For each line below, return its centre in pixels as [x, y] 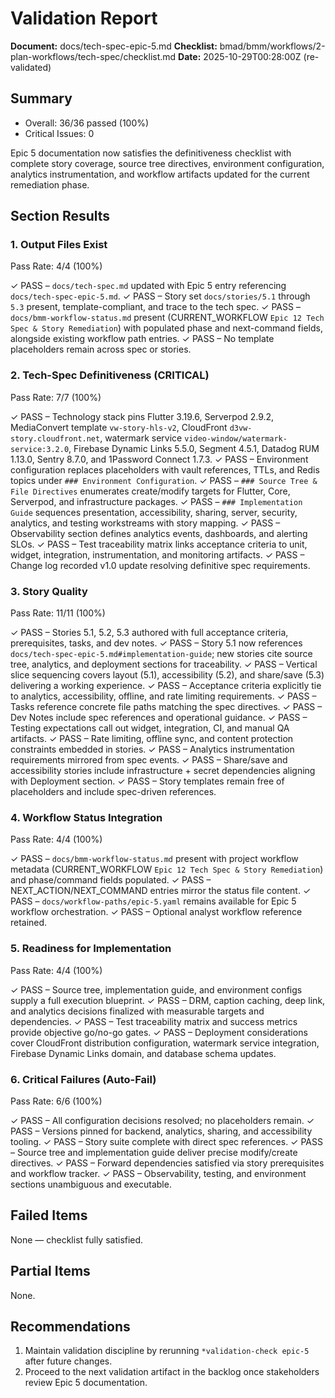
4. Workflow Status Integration [86, 817]
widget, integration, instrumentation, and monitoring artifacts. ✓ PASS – [157, 554]
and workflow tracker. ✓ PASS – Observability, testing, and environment [158, 1173]
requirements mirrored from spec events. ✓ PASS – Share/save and [149, 760]
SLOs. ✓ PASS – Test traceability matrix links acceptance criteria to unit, [159, 544]
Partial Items [50, 1271]
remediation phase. [50, 184]
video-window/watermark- [236, 438]
